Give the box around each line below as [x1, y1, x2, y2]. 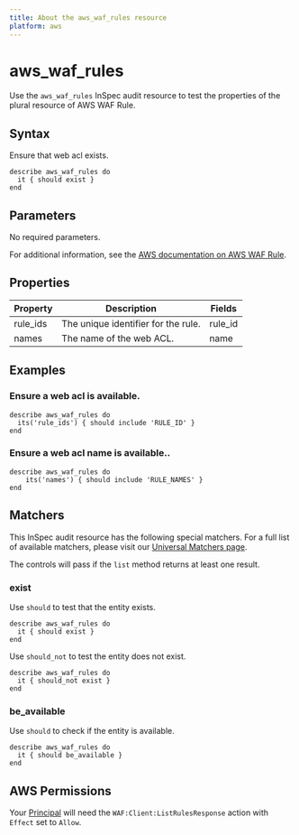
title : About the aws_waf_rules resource [9, 13, 168, 23]
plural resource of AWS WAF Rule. [9, 100, 136, 111]
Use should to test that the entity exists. [9, 601, 156, 612]
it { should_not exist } [17, 676, 111, 685]
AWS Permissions [9, 783, 112, 799]
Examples [9, 363, 66, 378]
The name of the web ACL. [61, 331, 174, 344]
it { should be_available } [17, 751, 123, 760]
